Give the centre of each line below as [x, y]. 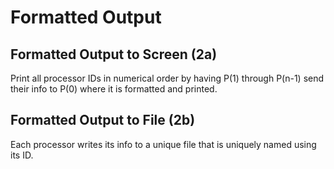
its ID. [22, 155]
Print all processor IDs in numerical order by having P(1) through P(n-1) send [167, 78]
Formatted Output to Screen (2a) [114, 54]
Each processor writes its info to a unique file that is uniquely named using [163, 144]
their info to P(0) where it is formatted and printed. [114, 89]
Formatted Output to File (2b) [103, 120]
